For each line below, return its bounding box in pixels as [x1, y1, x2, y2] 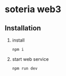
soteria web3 [5, 4, 61, 15]
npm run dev [12, 66, 38, 71]
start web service [12, 56, 49, 62]
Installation [5, 24, 41, 32]
